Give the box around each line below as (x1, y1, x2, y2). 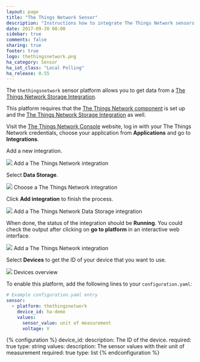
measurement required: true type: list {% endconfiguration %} (6, 349, 160, 357)
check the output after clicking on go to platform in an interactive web (6, 226, 180, 233)
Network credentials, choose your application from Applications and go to (6, 129, 191, 137)
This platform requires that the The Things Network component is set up (6, 105, 186, 112)
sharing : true (6, 43, 42, 49)
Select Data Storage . (6, 171, 58, 179)
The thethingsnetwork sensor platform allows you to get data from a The (6, 87, 186, 94)
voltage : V (22, 325, 50, 331)
